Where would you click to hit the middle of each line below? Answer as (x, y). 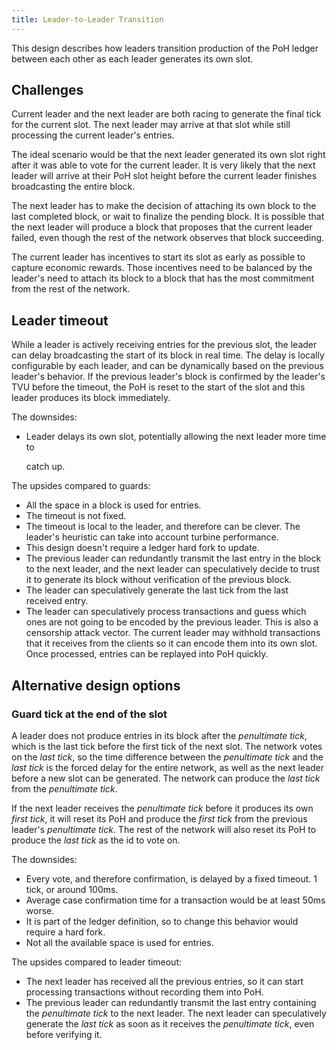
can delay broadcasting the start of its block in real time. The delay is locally (168, 355)
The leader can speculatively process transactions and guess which (166, 612)
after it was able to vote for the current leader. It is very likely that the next (163, 165)
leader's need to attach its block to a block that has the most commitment (163, 278)
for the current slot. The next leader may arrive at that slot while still (151, 125)
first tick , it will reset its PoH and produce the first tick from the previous (159, 818)
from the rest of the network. (71, 289)
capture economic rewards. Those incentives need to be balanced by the (162, 268)
